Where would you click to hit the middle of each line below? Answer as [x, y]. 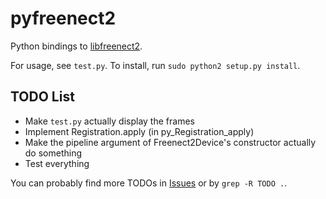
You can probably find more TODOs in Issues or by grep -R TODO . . [149, 183]
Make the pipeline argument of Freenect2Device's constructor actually [170, 142]
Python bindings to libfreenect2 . [76, 46]
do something [53, 153]
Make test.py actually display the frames [109, 121]
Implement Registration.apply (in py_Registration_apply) [139, 131]
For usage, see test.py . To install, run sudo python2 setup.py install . [155, 65]
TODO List [42, 97]
